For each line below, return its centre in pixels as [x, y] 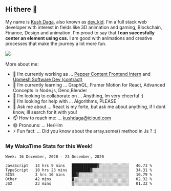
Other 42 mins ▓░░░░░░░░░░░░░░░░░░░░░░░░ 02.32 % [79, 179]
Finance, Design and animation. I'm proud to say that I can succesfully [80, 33]
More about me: [22, 64]
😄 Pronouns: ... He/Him [38, 125]
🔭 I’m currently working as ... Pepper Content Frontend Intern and [82, 74]
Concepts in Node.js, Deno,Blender [50, 90]
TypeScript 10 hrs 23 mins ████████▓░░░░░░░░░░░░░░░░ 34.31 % [79, 170]
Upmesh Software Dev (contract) [48, 79]
